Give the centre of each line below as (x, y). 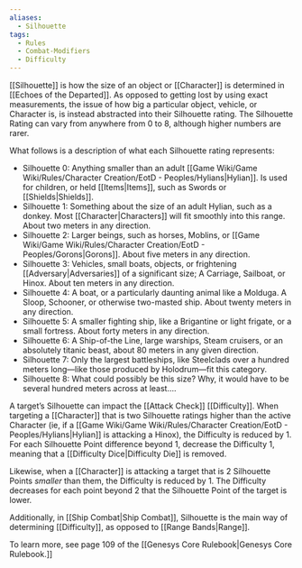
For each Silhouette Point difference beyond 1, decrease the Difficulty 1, (142, 444)
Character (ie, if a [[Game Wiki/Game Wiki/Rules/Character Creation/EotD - (149, 425)
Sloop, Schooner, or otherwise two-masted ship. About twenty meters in (156, 302)
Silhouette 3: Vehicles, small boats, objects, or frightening (129, 264)
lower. (21, 500)
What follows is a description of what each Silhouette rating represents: (142, 151)
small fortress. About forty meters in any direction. (116, 331)
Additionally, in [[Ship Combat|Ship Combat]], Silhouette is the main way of (149, 518)
